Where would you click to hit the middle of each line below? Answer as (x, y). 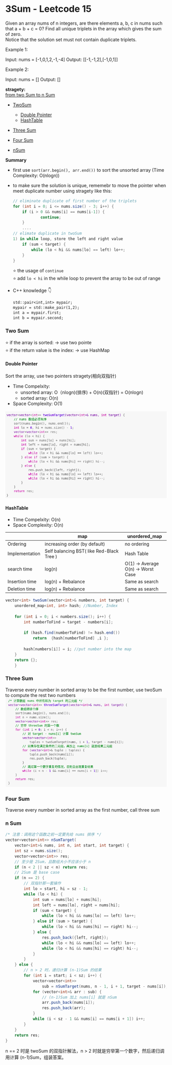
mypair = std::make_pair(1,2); (46, 308)
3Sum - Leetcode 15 (49, 9)
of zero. (14, 34)
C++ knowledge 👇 (32, 290)
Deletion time (21, 589)
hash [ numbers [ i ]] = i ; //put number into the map (78, 649)
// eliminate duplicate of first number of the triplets (75, 201)
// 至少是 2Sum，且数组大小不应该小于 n (53, 861)
